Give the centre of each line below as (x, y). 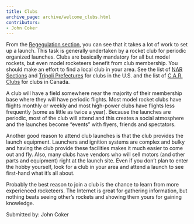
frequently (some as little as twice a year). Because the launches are (89, 112)
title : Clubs (22, 11)
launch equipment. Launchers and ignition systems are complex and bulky (96, 142)
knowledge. (20, 203)
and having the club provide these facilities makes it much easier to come (94, 148)
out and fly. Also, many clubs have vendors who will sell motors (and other (96, 155)
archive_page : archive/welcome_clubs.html (58, 17)
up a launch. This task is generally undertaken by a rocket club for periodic (96, 51)
